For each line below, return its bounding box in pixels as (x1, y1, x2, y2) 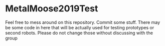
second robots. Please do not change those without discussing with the (5, 30, 153, 36)
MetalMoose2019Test (5, 3, 98, 14)
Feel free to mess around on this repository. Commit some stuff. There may (5, 19, 160, 25)
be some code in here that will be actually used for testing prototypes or (5, 24, 154, 30)
